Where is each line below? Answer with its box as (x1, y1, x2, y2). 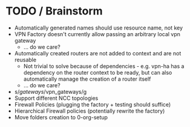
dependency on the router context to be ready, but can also (23, 69, 172, 76)
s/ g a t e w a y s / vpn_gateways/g (14, 88, 87, 95)
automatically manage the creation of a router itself (23, 75, 151, 82)
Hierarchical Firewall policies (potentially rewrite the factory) (14, 107, 165, 114)
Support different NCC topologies (14, 94, 99, 102)
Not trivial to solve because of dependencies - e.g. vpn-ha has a (23, 62, 185, 70)
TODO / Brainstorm (5, 4, 103, 18)
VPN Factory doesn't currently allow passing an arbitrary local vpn (14, 30, 181, 37)
